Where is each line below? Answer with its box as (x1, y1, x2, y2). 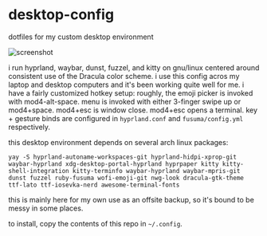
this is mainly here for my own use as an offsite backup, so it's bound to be (8, 195, 255, 204)
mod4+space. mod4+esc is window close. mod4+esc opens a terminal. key (8, 105, 257, 115)
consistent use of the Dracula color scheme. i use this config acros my (8, 71, 240, 81)
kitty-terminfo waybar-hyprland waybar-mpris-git (72, 167, 241, 175)
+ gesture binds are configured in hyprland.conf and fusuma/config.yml (8, 113, 244, 123)
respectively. (8, 122, 50, 132)
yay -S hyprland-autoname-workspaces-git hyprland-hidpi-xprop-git (8, 153, 238, 161)
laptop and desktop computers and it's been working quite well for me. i (8, 80, 245, 89)
